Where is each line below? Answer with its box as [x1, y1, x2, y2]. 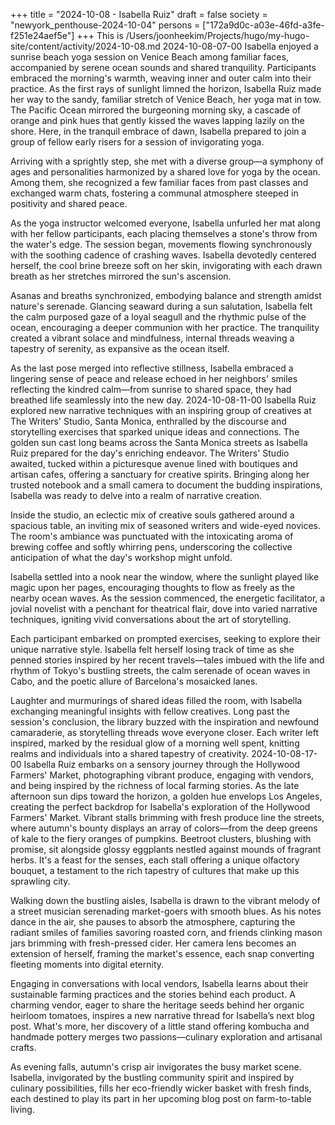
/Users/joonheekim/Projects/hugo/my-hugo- [125, 30, 310, 41]
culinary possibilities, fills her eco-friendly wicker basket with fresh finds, [10, 1082, 312, 1094]
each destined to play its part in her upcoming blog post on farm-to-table [10, 1093, 312, 1104]
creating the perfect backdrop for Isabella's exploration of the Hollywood [10, 801, 311, 813]
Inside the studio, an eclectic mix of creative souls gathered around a [10, 509, 295, 521]
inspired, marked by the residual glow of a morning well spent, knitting [10, 737, 300, 749]
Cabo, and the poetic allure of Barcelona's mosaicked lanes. [10, 675, 258, 687]
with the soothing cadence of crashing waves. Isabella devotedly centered [10, 249, 317, 261]
